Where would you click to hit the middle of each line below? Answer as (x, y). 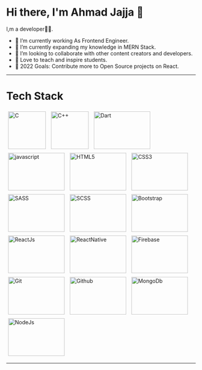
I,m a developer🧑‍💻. (30, 29)
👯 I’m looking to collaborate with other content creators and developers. (104, 53)
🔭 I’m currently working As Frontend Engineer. (72, 40)
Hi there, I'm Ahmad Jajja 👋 (75, 12)
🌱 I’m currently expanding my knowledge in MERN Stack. (85, 47)
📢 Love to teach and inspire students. (61, 60)
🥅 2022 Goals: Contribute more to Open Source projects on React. (97, 66)
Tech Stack (35, 96)
